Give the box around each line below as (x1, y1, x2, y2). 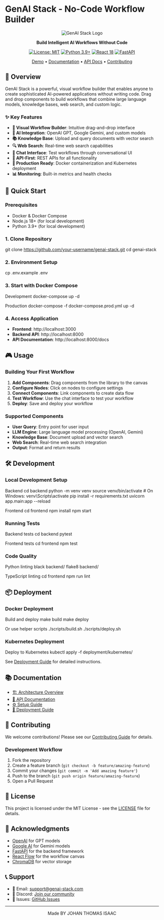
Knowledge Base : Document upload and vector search (12, 434, 123, 440)
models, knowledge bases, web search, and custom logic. (5, 101, 122, 107)
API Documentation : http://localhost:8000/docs (12, 337, 109, 342)
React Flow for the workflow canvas (12, 853, 84, 859)
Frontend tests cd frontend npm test (5, 540, 78, 546)
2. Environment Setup (5, 259, 58, 266)
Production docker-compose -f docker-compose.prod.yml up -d (5, 303, 134, 309)
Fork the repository (12, 757, 51, 763)
